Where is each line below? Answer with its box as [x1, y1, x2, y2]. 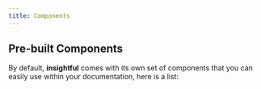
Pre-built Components [8, 42, 124, 56]
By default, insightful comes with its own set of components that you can [8, 63, 253, 73]
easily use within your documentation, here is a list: [8, 72, 179, 82]
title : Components [8, 11, 70, 20]
